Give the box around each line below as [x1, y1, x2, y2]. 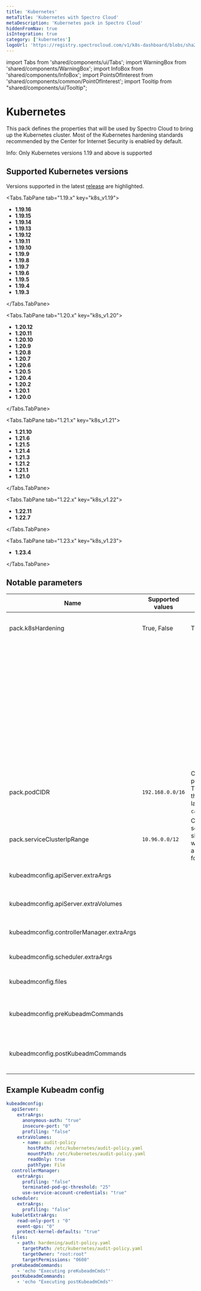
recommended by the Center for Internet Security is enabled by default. [6, 137, 183, 144]
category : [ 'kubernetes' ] [6, 37, 71, 43]
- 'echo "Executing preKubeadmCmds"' [17, 1268, 111, 1274]
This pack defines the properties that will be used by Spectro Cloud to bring [6, 125, 193, 132]
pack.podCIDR [9, 788, 50, 797]
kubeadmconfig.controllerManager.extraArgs [9, 928, 136, 936]
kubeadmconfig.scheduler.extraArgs [9, 953, 112, 962]
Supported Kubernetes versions [6, 167, 129, 177]
